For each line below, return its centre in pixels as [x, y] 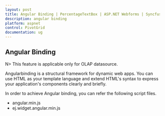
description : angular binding [36, 19]
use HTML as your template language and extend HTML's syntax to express [82, 78]
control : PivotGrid [25, 28]
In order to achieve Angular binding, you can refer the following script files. [81, 93]
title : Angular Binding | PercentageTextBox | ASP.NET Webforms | [74, 14]
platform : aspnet [23, 23]
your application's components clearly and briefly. [56, 84]
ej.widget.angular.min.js [36, 108]
